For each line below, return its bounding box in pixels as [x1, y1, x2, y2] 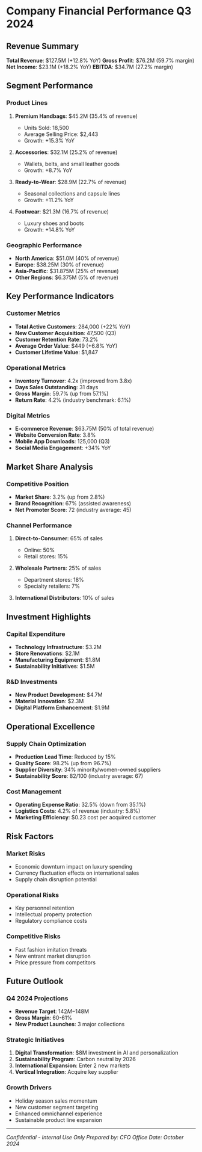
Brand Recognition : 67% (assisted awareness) [14, 499, 131, 507]
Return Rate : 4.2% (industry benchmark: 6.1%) [14, 396, 131, 404]
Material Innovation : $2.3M [14, 698, 84, 705]
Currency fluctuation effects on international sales [14, 869, 139, 876]
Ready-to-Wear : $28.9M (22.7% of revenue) [14, 178, 127, 185]
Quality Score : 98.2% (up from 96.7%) [14, 759, 112, 766]
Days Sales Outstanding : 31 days [14, 383, 99, 390]
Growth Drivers [6, 1083, 52, 1092]
